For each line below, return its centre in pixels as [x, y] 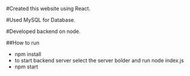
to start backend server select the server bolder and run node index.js [99, 60]
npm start [26, 67]
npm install [28, 54]
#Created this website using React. [48, 9]
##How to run [23, 43]
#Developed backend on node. [43, 31]
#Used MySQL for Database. [41, 20]
